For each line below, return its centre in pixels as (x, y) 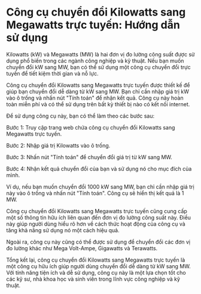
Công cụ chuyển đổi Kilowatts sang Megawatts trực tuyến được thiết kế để (98, 85)
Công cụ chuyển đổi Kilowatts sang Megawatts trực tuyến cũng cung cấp (97, 211)
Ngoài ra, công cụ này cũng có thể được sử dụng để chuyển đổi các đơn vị (98, 242)
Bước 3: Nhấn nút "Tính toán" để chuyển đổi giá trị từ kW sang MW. (89, 157)
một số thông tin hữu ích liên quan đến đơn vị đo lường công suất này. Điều (99, 217)
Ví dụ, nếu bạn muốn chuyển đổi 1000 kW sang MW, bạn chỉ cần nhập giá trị (100, 187)
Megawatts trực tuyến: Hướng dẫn (93, 25)
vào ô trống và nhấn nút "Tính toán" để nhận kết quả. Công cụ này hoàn (95, 98)
